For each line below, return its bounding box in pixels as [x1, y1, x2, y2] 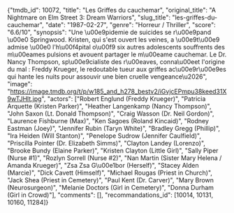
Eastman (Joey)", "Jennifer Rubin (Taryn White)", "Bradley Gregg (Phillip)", [7, 125, 221, 132]
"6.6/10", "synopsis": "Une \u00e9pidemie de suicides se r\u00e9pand [7, 28, 212, 36]
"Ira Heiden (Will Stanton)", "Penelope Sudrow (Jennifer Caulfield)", [7, 132, 201, 140]
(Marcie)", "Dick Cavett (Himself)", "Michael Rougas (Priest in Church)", [7, 168, 213, 177]
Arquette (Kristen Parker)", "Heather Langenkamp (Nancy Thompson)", [7, 102, 212, 110]
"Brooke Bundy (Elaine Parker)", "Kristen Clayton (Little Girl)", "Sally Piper [7, 146, 219, 155]
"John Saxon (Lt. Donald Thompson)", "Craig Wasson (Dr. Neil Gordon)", [7, 109, 214, 118]
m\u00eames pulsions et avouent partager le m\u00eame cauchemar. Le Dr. [7, 50, 227, 58]
